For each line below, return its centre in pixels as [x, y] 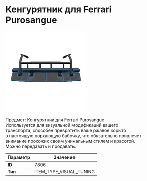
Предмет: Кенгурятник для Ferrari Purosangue [55, 120]
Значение [64, 157]
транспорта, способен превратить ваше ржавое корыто [66, 130]
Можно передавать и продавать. [41, 146]
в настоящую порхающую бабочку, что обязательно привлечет [73, 135]
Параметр [19, 157]
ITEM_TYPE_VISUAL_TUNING [64, 171]
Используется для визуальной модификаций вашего [62, 125]
